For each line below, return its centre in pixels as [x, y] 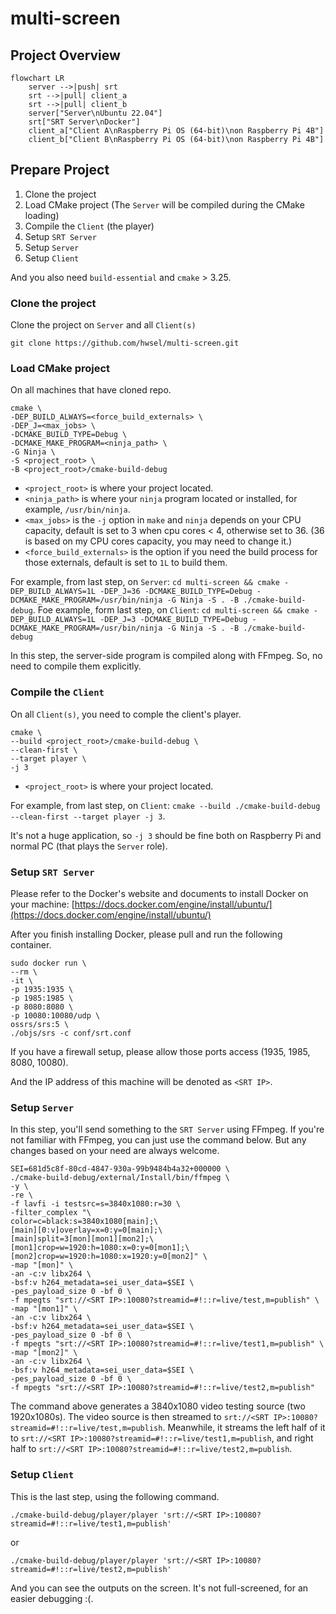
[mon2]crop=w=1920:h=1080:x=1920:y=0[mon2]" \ [109, 1257]
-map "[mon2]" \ [44, 1353]
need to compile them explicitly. [76, 666]
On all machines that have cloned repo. [91, 390]
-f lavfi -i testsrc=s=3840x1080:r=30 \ [96, 1204]
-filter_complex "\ [51, 1213]
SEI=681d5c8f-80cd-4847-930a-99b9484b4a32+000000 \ [120, 1169]
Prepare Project [60, 170]
